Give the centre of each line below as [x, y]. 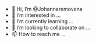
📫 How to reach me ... [38, 34]
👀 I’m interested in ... [36, 15]
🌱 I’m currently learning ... [42, 21]
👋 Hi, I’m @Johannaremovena [47, 9]
